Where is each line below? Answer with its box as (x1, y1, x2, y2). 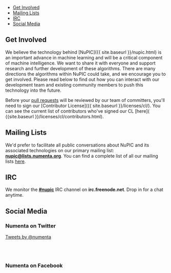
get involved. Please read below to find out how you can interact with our (5, 76, 160, 82)
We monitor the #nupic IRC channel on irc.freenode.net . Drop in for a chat (5, 186, 164, 193)
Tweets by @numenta (5, 234, 51, 240)
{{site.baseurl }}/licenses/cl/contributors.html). (5, 113, 104, 119)
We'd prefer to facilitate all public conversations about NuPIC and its (5, 142, 149, 148)
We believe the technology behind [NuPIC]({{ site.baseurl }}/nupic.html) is (5, 49, 162, 55)
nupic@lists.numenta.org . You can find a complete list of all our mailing (5, 153, 159, 159)
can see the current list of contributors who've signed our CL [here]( (5, 108, 149, 114)
